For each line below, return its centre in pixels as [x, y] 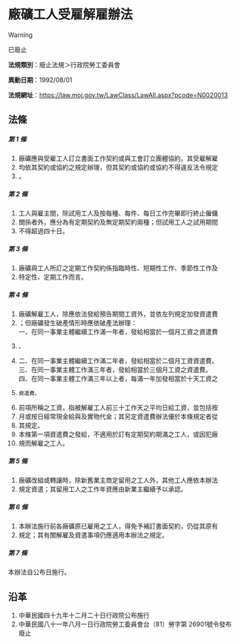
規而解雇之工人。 [43, 444]
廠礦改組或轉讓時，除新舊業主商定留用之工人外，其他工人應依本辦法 [118, 480]
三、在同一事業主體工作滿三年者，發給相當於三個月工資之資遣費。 [115, 370]
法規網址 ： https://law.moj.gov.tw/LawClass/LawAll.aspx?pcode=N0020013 [118, 95]
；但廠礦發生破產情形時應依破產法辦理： [78, 323]
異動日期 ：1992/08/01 [40, 80]
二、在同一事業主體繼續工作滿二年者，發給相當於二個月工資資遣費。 [118, 361]
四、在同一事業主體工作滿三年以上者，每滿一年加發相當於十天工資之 [118, 379]
